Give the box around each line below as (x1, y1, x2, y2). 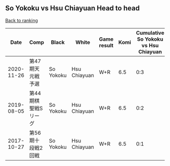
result (99, 42, 114, 49)
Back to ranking (5, 17, 38, 23)
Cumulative (136, 29, 164, 36)
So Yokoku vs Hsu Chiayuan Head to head (5, 4, 140, 13)
